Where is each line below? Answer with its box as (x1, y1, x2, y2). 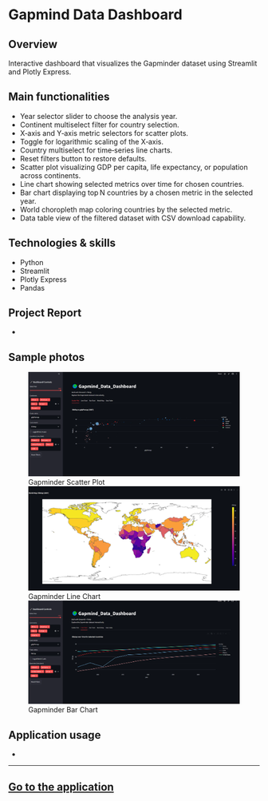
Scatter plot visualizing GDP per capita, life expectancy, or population (19, 162, 249, 172)
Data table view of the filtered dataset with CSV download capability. (19, 213, 246, 223)
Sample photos (8, 350, 85, 364)
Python (19, 257, 44, 267)
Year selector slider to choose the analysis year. (19, 111, 178, 121)
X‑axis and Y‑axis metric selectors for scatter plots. (19, 128, 189, 137)
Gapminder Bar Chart (28, 705, 98, 715)
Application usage (8, 728, 101, 742)
